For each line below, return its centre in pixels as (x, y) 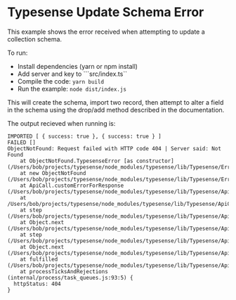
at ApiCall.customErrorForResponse (72, 185)
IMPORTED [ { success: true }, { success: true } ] (84, 136)
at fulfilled (39, 259)
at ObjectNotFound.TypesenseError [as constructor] (97, 161)
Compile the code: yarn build (60, 81)
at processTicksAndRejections (64, 271)
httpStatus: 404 (37, 284)
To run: (18, 53)
